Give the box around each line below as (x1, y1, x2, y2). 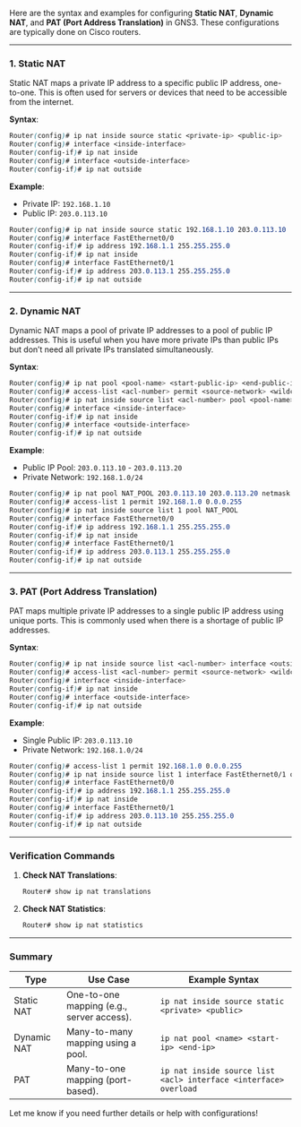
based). (65, 1084, 99, 1097)
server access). (65, 1011, 133, 1023)
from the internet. (9, 97, 74, 108)
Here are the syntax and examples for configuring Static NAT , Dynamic (9, 8, 274, 18)
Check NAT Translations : (21, 869, 118, 881)
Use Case (88, 973, 130, 985)
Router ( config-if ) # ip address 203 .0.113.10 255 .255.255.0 (9, 811, 235, 821)
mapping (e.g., (65, 999, 128, 1011)
